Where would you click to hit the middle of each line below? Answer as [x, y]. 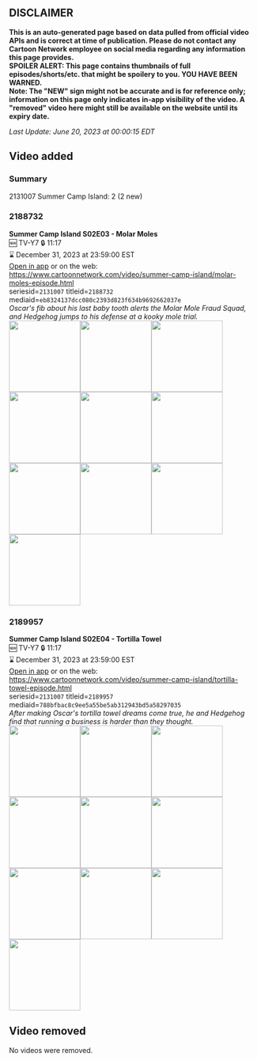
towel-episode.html [40, 688]
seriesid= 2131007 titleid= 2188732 [61, 291]
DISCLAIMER [41, 13]
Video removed [47, 1031]
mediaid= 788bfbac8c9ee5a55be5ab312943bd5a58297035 [95, 705]
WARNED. [26, 82]
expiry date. [29, 116]
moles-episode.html [42, 282]
